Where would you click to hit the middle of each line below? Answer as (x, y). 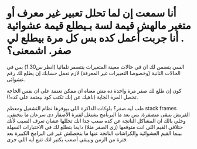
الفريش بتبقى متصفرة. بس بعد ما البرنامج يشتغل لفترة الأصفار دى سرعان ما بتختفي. (98, 114)
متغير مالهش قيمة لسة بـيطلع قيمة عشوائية (99, 26)
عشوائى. (16, 79)
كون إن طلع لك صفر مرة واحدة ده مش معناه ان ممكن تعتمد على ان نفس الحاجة (94, 90)
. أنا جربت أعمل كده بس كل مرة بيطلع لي (95, 38)
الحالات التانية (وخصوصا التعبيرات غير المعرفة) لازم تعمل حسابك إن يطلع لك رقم (94, 73)
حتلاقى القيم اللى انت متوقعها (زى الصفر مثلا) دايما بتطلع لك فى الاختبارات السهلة (95, 127)
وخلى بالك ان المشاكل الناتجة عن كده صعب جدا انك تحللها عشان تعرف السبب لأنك (96, 120)
